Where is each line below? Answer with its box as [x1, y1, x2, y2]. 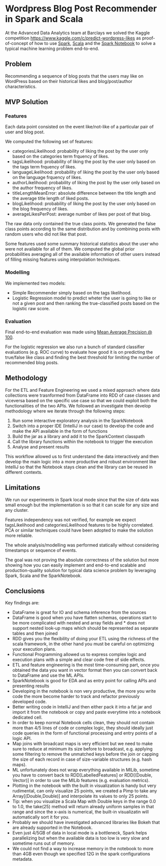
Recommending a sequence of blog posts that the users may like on [5, 73, 144, 79]
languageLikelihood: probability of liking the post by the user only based [12, 169, 160, 175]
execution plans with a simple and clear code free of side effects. [12, 657, 146, 662]
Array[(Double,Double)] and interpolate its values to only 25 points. [12, 793, 149, 799]
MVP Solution [5, 98, 48, 106]
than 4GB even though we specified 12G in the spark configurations [12, 851, 151, 857]
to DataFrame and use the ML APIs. [12, 672, 85, 678]
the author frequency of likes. [12, 185, 73, 191]
